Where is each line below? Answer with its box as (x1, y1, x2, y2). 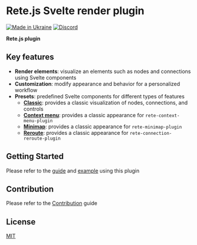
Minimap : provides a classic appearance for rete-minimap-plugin (23, 122, 182, 130)
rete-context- (145, 112, 180, 118)
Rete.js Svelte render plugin (6, 4, 145, 18)
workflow (14, 87, 38, 94)
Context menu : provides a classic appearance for (23, 111, 144, 118)
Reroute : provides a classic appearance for (23, 129, 129, 136)
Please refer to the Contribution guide (6, 200, 98, 207)
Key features (6, 52, 54, 62)
